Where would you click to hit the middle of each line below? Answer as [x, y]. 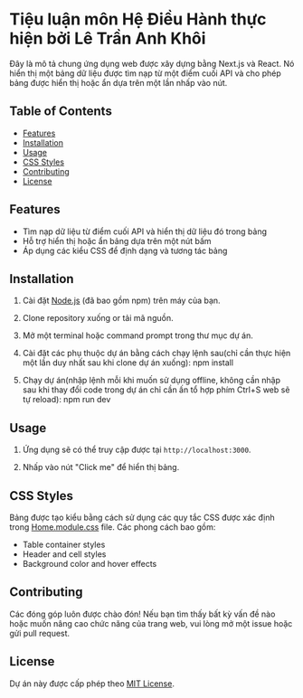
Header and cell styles [64, 554]
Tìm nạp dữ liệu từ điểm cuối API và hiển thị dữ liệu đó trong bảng [145, 231]
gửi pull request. [40, 633]
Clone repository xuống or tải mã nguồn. [98, 318]
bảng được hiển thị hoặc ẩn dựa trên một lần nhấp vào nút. [118, 82]
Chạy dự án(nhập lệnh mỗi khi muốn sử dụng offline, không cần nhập [151, 381]
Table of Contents [61, 112]
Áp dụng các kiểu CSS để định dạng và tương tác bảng [125, 250]
